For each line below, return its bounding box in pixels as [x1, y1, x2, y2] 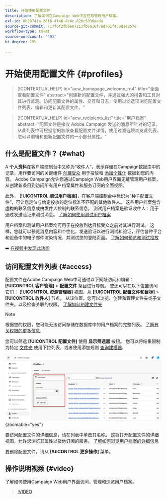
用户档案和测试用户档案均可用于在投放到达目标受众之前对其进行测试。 [5, 222, 149, 228]
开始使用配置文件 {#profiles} [5, 68, 123, 80]
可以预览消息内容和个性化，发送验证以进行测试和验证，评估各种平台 [22, 228, 162, 234]
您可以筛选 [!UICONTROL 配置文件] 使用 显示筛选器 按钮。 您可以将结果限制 [5, 338, 161, 344]
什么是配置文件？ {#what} [5, 150, 85, 158]
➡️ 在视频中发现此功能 [5, 245, 50, 251]
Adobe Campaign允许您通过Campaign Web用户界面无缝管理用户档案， [14, 176, 161, 182]
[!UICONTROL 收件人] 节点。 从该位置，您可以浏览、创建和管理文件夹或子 [5, 295, 157, 301]
